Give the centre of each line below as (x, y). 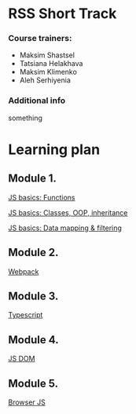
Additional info (37, 101)
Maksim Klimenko (48, 72)
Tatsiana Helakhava (51, 64)
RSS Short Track (62, 14)
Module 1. (32, 179)
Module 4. (33, 340)
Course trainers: (40, 38)
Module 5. (33, 383)
